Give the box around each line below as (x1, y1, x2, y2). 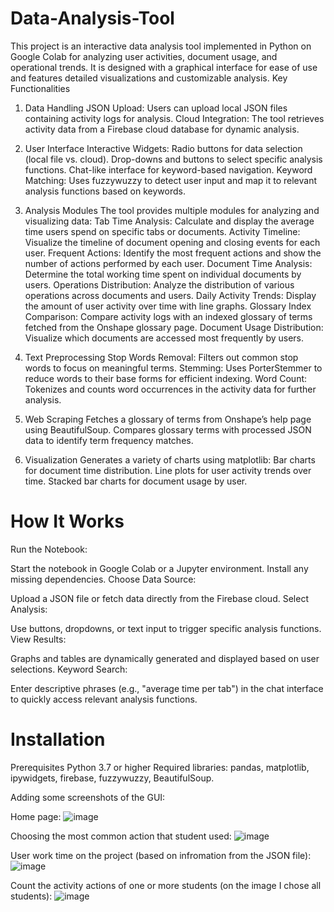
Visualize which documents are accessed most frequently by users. (24, 332, 305, 344)
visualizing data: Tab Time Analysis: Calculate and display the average (24, 215, 315, 227)
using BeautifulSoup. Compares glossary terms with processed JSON (24, 423, 312, 436)
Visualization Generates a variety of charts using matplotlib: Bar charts (24, 453, 316, 466)
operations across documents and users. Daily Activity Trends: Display (24, 289, 317, 301)
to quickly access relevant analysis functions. (10, 693, 198, 705)
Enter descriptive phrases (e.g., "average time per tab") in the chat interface (10, 682, 324, 694)
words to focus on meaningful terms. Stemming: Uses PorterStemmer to (24, 362, 323, 374)
